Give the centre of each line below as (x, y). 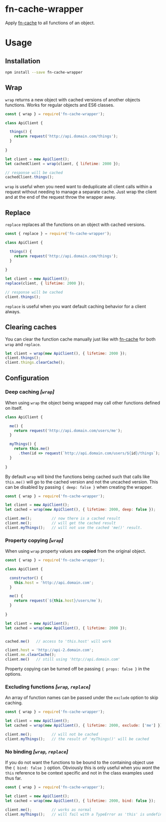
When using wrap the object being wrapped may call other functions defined (83, 403)
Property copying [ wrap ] (34, 540)
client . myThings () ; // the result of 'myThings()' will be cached (77, 739)
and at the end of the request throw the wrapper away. (61, 197)
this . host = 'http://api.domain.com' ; (54, 583)
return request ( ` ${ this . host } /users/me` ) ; (58, 601)
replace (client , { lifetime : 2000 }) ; (45, 283)
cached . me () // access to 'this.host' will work (58, 641)
